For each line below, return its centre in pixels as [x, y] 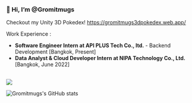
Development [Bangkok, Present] [55, 52]
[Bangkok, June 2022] [42, 64]
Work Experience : [29, 34]
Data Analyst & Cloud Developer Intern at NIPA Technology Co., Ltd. [100, 58]
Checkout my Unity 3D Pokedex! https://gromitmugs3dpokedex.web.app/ [96, 23]
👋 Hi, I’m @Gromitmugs [40, 10]
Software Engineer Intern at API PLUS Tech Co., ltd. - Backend [93, 46]
